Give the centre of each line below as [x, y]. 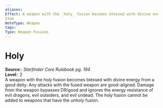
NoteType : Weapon [23, 23]
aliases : [14, 9]
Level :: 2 [14, 74]
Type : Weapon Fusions [27, 32]
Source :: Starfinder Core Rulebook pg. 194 [48, 69]
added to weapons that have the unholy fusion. [52, 100]
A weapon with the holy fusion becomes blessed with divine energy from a [80, 79]
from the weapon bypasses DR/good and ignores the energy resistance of [79, 90]
